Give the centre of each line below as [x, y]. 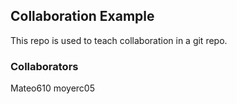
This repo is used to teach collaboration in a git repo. [119, 40]
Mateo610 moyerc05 [52, 88]
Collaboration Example [82, 16]
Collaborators [44, 66]
